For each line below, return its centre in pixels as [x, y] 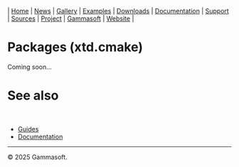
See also [33, 96]
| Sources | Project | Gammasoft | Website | [71, 18]
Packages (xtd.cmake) [75, 47]
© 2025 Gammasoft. [37, 157]
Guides [28, 129]
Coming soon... [30, 67]
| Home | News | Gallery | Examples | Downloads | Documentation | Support [118, 11]
